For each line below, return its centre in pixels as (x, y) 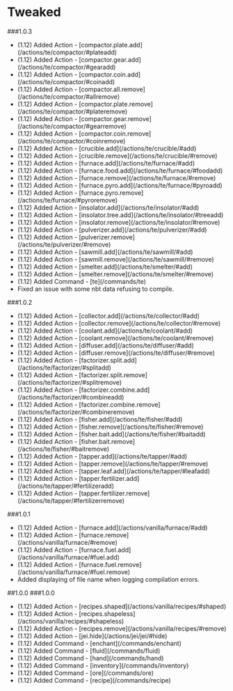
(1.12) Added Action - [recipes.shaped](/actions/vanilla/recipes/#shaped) (122, 606)
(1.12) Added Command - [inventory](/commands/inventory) (103, 665)
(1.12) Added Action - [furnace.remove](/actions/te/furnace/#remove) (116, 177)
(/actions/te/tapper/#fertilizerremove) (71, 500)
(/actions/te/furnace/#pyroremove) (67, 200)
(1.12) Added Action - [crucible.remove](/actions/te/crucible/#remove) (117, 156)
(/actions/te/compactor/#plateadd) (67, 52)
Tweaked (34, 12)
